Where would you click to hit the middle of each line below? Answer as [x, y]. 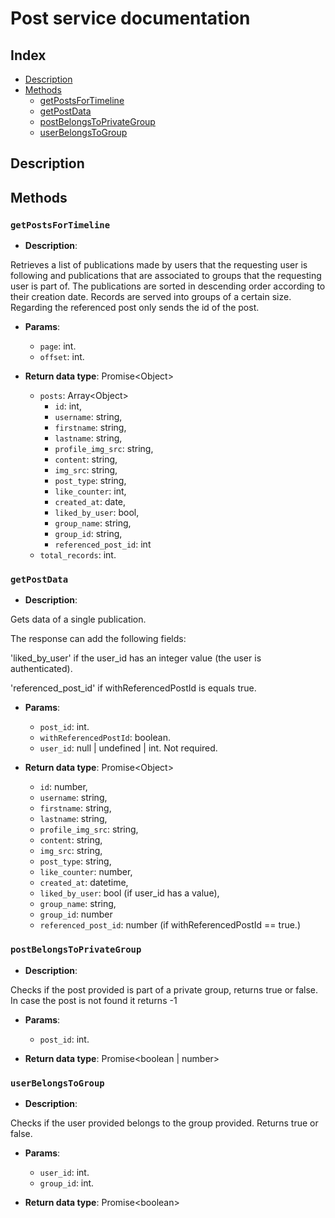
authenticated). [41, 669]
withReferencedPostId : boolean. [105, 738]
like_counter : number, [86, 872]
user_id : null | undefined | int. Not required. [128, 748]
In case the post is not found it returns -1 [94, 1000]
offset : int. [62, 357]
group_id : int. [67, 1183]
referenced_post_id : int [103, 544]
